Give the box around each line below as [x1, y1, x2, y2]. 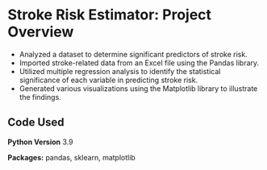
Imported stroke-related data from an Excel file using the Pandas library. [19, 58, 260, 68]
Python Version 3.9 [7, 137, 73, 147]
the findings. [19, 92, 61, 102]
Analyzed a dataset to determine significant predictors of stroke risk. [19, 49, 248, 59]
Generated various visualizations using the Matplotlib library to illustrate [19, 83, 258, 93]
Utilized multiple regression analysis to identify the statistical [19, 66, 221, 76]
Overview [7, 23, 74, 41]
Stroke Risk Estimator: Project [7, 6, 211, 24]
